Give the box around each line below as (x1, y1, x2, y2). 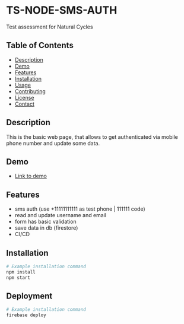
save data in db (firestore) (14, 224, 78, 231)
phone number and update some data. (6, 139, 100, 147)
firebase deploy (6, 312, 46, 318)
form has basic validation (14, 218, 77, 225)
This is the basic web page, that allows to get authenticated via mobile (6, 133, 178, 140)
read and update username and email (14, 212, 107, 219)
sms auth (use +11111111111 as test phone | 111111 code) (14, 205, 145, 212)
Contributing (14, 87, 46, 95)
